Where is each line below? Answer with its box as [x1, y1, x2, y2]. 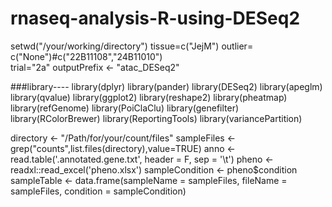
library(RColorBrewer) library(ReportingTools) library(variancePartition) [10, 112, 303, 124]
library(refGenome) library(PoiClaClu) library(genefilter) [10, 102, 240, 114]
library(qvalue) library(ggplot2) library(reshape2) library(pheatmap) [10, 91, 288, 103]
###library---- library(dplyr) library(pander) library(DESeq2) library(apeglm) [10, 80, 323, 92]
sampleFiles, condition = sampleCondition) [10, 185, 187, 197]
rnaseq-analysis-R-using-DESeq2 [10, 7, 301, 30]
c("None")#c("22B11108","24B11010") [10, 50, 163, 62]
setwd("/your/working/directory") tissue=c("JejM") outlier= [10, 40, 254, 52]
